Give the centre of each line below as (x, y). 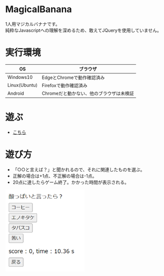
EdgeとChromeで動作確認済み (73, 77)
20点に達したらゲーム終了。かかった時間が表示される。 (71, 182)
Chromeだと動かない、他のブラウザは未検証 (88, 93)
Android (16, 93)
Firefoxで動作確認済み (65, 85)
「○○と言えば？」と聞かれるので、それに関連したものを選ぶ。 (79, 169)
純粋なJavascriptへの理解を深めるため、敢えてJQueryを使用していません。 (84, 30)
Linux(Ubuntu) (23, 85)
